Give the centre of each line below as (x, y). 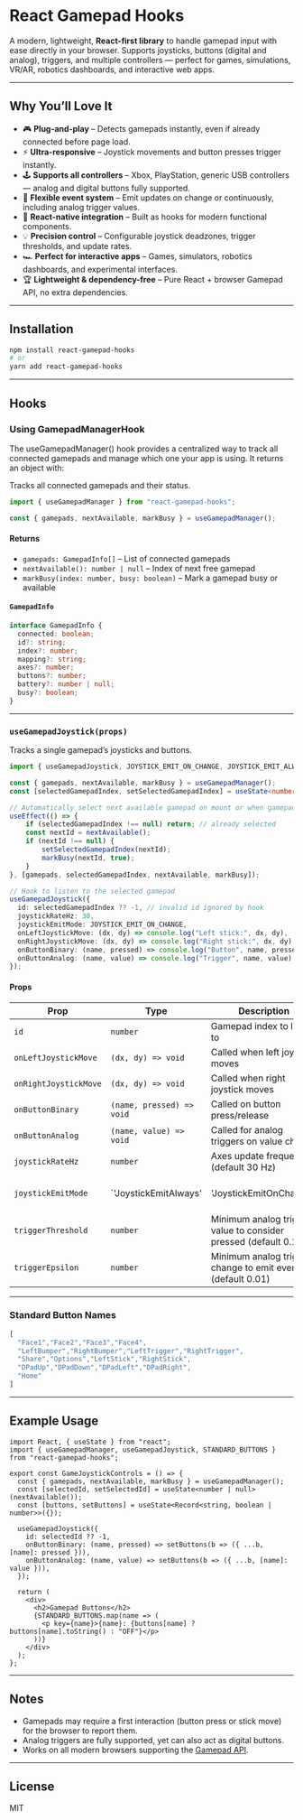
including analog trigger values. (81, 207)
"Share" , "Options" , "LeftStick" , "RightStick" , (105, 1360)
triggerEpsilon (46, 1267)
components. (47, 226)
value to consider (247, 1230)
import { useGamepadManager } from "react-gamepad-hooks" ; (123, 502)
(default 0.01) (240, 1278)
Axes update (237, 1156)
